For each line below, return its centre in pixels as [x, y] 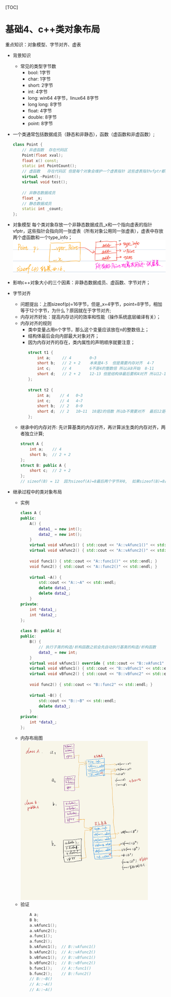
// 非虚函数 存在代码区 [45, 150]
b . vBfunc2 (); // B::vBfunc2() [63, 963]
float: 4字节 [40, 110]
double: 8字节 [42, 117]
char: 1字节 [39, 79]
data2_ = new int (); [60, 534]
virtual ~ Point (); [41, 177]
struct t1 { [40, 352]
